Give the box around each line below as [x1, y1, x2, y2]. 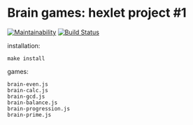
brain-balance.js [7, 99, 58, 106]
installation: [7, 41, 41, 50]
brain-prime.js [7, 111, 52, 118]
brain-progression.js [7, 105, 71, 112]
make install [7, 54, 45, 62]
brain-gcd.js [7, 93, 45, 100]
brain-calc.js [7, 87, 49, 94]
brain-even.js [7, 80, 49, 88]
